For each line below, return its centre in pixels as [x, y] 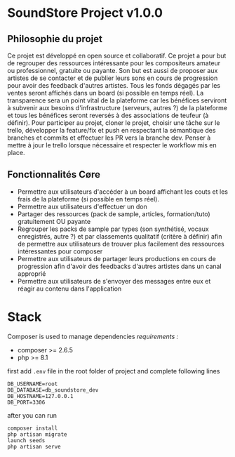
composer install [33, 428]
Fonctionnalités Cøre [54, 174]
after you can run [32, 415]
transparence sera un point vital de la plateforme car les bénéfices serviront [117, 100]
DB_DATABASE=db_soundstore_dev [53, 390]
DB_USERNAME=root [33, 384]
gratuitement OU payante [54, 221]
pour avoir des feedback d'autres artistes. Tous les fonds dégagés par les [114, 85]
